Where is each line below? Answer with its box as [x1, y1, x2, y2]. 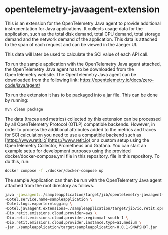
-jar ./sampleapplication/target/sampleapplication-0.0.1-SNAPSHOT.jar [5, 224, 157, 230]
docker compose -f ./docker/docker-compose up [5, 168, 104, 173]
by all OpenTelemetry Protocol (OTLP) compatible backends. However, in [5, 121, 155, 127]
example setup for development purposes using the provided [5, 148, 131, 154]
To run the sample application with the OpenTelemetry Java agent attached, [5, 61, 161, 67]
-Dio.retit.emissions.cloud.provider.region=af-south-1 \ [5, 215, 128, 221]
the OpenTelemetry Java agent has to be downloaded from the [5, 66, 134, 72]
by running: [5, 97, 29, 103]
